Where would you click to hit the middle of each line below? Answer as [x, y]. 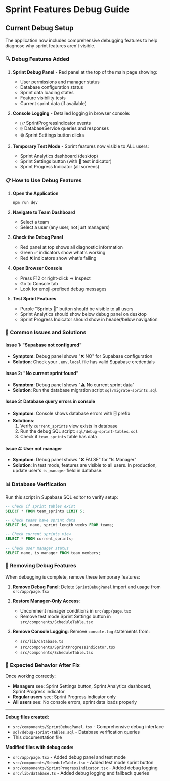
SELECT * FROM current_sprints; [39, 539]
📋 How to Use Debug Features [44, 180]
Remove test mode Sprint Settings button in [66, 616]
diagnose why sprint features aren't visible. [50, 46]
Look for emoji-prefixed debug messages [63, 289]
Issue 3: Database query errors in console [50, 401]
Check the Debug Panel [38, 237]
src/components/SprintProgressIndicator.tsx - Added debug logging [85, 768]
